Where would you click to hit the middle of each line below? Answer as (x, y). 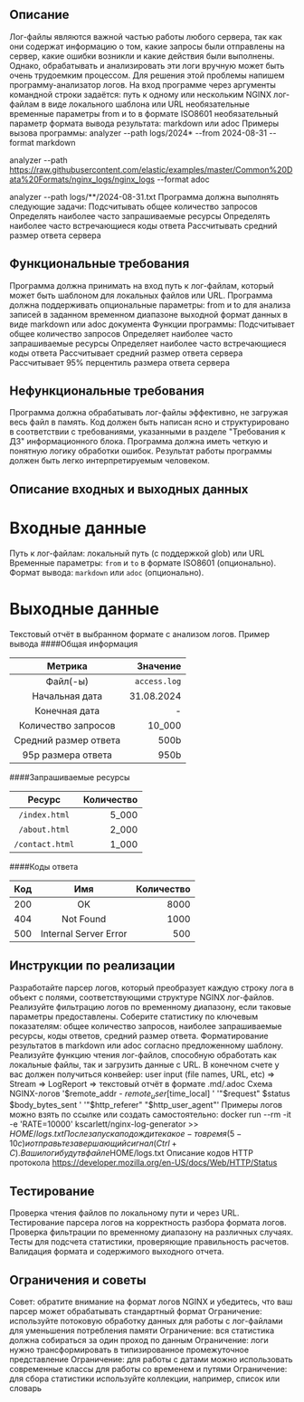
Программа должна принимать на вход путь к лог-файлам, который (142, 285)
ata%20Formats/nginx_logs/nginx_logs (82, 179)
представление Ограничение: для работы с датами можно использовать (151, 1359)
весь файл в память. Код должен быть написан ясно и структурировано (149, 422)
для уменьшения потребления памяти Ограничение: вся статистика (142, 1330)
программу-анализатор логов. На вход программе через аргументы (142, 84)
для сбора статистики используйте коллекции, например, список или (145, 1378)
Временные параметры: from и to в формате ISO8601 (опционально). (143, 563)
